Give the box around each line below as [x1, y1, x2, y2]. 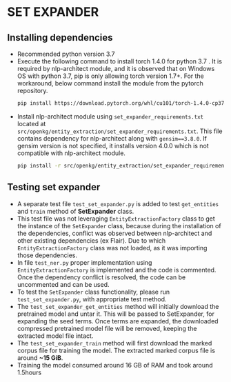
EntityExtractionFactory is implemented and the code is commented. [17, 265, 217, 274]
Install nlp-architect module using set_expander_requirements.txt [17, 112, 204, 121]
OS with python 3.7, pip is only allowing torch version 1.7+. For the [17, 72, 205, 80]
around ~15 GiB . [17, 353, 63, 362]
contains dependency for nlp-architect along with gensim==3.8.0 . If [17, 134, 208, 142]
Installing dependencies [7, 32, 113, 43]
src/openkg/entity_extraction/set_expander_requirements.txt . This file [17, 127, 223, 135]
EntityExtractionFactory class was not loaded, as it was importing [17, 243, 208, 252]
